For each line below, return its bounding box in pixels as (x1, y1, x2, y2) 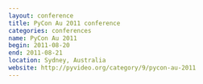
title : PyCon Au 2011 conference (8, 19, 121, 27)
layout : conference (8, 11, 74, 20)
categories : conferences (8, 26, 92, 34)
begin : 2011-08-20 (8, 42, 70, 50)
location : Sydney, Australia (8, 57, 106, 65)
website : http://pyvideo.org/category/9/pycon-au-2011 (8, 64, 197, 72)
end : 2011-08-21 (8, 49, 63, 57)
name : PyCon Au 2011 (8, 34, 78, 42)
